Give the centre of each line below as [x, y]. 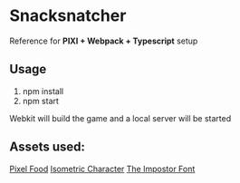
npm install [43, 91]
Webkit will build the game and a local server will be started [120, 118]
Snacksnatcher [68, 16]
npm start [40, 101]
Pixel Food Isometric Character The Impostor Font [102, 169]
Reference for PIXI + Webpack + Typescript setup [104, 41]
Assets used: [48, 147]
